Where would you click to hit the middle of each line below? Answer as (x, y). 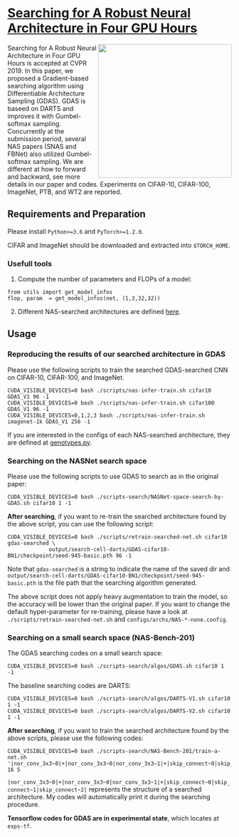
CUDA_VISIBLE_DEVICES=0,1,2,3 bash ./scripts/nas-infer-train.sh (106, 415)
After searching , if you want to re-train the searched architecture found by (117, 516)
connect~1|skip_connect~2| (47, 790)
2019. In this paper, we (40, 71)
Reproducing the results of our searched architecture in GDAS (117, 354)
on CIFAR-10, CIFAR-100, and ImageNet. (66, 377)
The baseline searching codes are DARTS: (69, 686)
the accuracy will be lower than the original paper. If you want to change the (119, 604)
